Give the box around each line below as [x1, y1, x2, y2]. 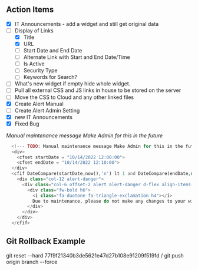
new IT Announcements [14, 113, 72, 120]
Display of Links [14, 27, 54, 34]
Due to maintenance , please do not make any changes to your [32, 198, 186, 204]
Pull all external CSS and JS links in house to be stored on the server [14, 87, 181, 94]
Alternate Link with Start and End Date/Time [23, 54, 131, 61]
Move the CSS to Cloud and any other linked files [14, 94, 134, 101]
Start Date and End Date [23, 47, 82, 54]
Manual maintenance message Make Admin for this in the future [6, 132, 163, 139]
